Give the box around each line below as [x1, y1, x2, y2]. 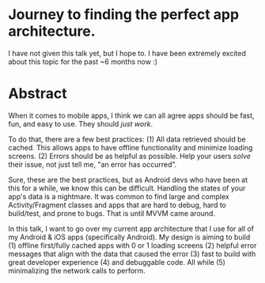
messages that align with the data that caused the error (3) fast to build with [8, 249, 256, 258]
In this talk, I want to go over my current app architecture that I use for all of [8, 224, 255, 233]
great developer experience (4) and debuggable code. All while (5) [8, 257, 225, 266]
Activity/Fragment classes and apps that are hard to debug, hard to [8, 200, 227, 209]
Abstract [8, 85, 67, 103]
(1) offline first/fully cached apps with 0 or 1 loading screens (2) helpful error [8, 240, 257, 250]
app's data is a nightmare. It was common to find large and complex [8, 191, 229, 201]
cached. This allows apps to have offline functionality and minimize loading [8, 142, 253, 152]
